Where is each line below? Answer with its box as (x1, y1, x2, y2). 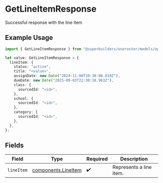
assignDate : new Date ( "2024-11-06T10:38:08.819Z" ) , (14, 73, 120, 78)
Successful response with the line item (5, 19, 82, 25)
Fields (5, 141, 24, 149)
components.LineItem (32, 167, 82, 174)
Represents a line (112, 164, 152, 171)
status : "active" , (14, 64, 51, 69)
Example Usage (5, 34, 53, 42)
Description (120, 156, 148, 163)
